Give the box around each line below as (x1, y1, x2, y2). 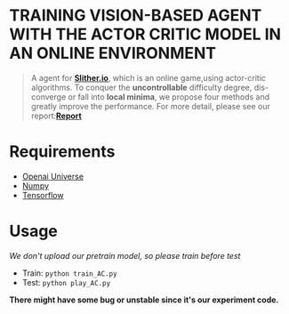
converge (30, 91, 67, 102)
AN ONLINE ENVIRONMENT (9, 44, 217, 63)
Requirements (9, 141, 116, 162)
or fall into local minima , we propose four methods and (68, 91, 269, 102)
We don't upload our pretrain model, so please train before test (9, 250, 241, 261)
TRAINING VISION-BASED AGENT (9, 5, 262, 26)
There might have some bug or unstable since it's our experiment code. (9, 294, 279, 305)
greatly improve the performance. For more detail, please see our (30, 101, 271, 111)
